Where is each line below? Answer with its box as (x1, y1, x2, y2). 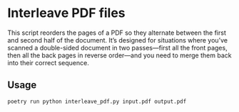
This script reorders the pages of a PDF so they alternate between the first (7, 28, 226, 37)
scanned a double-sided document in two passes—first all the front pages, (7, 43, 228, 52)
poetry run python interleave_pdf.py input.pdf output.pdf (7, 98, 187, 105)
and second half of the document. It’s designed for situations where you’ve (7, 35, 228, 44)
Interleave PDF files (7, 5, 126, 21)
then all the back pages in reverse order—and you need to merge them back (7, 51, 232, 60)
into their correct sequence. (7, 58, 89, 67)
